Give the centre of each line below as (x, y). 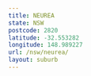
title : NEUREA (32, 15)
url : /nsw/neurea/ (38, 52)
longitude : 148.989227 (45, 45)
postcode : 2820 (33, 30)
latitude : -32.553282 (44, 38)
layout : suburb (33, 60)
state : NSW (26, 23)
